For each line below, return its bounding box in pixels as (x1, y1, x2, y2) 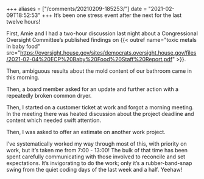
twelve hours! (6, 18, 41, 25)
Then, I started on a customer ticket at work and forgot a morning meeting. (6, 104, 194, 111)
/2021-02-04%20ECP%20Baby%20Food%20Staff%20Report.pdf (6, 56, 172, 62)
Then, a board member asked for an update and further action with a (6, 86, 178, 93)
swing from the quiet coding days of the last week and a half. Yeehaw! (6, 166, 183, 173)
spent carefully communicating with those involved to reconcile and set (6, 153, 186, 160)
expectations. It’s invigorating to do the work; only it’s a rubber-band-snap (6, 160, 192, 166)
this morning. (6, 74, 40, 81)
